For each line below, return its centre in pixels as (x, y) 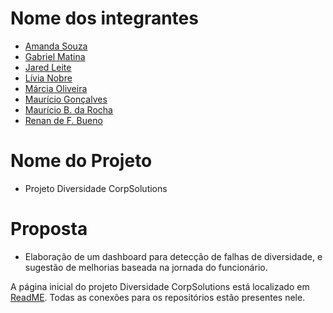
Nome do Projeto (81, 161)
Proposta (49, 229)
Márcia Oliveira (56, 88)
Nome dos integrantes (104, 18)
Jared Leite (48, 67)
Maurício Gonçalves (66, 99)
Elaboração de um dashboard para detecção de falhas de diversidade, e (173, 256)
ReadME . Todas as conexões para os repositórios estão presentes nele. (158, 297)
